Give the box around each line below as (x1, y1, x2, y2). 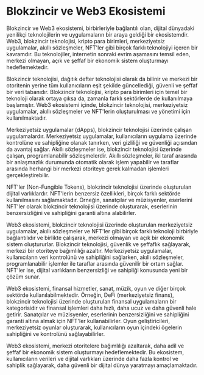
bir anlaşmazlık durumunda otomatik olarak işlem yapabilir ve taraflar (6, 158, 179, 166)
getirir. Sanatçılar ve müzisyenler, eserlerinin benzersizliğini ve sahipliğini (6, 310, 189, 318)
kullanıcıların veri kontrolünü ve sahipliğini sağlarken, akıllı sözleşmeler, (6, 253, 185, 261)
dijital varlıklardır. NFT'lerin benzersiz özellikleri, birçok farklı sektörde (6, 189, 181, 197)
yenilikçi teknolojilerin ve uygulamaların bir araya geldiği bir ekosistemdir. (6, 31, 189, 38)
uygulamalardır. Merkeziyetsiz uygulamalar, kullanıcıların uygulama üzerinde (6, 133, 197, 140)
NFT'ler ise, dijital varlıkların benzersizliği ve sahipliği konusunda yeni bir (6, 266, 188, 274)
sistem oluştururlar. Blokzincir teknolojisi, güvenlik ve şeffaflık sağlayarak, (6, 240, 191, 248)
